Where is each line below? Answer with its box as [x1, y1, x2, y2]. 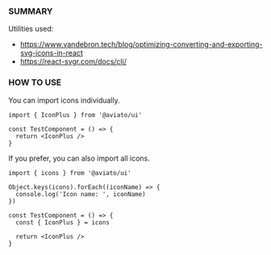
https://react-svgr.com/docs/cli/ [19, 56, 127, 66]
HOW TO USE [8, 77, 62, 88]
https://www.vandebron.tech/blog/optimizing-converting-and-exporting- [19, 40, 263, 49]
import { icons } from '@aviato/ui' [8, 169, 131, 177]
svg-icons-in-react [19, 48, 83, 58]
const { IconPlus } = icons [15, 218, 110, 227]
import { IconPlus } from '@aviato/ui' [8, 111, 143, 119]
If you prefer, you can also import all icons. [8, 153, 151, 163]
